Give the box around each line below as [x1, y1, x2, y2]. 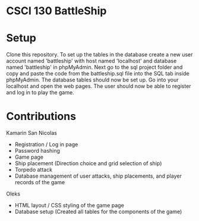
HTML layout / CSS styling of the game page [14, 202, 125, 209]
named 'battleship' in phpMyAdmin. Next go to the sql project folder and [6, 64, 183, 71]
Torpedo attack [14, 166, 52, 173]
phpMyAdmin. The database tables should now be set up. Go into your [6, 76, 179, 84]
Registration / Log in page [14, 141, 78, 148]
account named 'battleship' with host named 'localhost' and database [6, 58, 177, 65]
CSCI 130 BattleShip [6, 4, 107, 18]
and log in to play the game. [6, 89, 74, 96]
